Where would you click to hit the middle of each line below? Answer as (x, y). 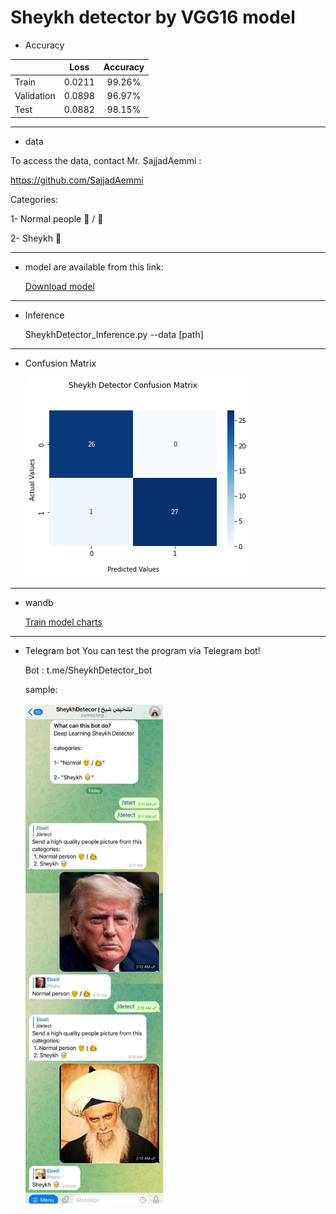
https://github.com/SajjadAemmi (77, 180)
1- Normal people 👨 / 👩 (57, 218)
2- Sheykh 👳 (36, 238)
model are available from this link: (94, 267)
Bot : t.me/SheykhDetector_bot (88, 670)
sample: (41, 689)
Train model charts (63, 622)
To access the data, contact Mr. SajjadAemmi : (106, 160)
